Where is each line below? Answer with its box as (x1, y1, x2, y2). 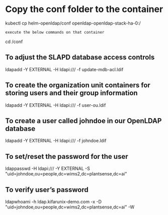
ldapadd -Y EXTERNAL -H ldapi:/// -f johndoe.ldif (5, 138, 107, 144)
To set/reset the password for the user (5, 152, 128, 161)
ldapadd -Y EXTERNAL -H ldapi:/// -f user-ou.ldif (5, 102, 106, 108)
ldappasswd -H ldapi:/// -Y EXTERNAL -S (5, 165, 91, 171)
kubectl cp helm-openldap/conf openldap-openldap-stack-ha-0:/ (5, 20, 141, 26)
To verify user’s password (5, 185, 89, 194)
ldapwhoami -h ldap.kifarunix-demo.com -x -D (5, 199, 102, 204)
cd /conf (5, 39, 23, 45)
